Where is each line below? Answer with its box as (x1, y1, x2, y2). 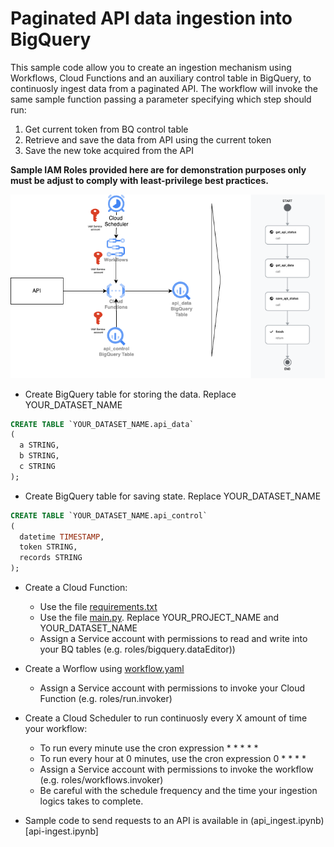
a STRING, (19, 440, 60, 451)
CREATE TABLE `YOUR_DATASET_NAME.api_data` (10, 419, 195, 429)
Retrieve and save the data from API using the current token (24, 133, 272, 146)
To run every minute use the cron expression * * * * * (39, 742, 259, 754)
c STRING (19, 462, 56, 472)
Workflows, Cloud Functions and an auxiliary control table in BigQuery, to (10, 72, 312, 84)
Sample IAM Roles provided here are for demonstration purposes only (10, 163, 307, 176)
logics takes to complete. (39, 795, 144, 807)
